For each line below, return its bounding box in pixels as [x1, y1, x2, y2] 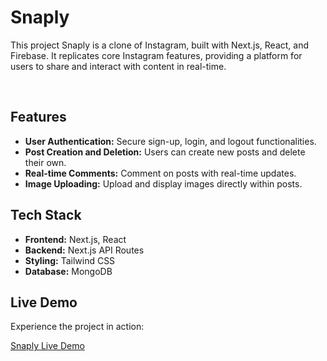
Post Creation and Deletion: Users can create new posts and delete [24, 146, 306, 158]
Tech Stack [10, 207, 82, 224]
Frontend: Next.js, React [24, 233, 127, 245]
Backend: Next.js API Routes [24, 244, 145, 256]
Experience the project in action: [10, 321, 145, 333]
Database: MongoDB [24, 265, 113, 277]
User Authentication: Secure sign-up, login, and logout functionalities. [24, 135, 317, 147]
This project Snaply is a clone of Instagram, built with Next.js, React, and [10, 39, 310, 51]
